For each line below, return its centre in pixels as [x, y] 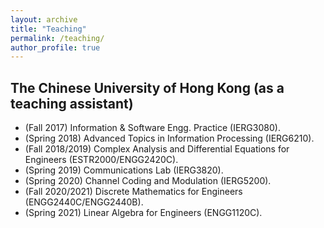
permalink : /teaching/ [57, 38]
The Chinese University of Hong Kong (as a [147, 87]
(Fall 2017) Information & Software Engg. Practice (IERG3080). [152, 128]
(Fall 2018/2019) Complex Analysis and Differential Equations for [157, 149]
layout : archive [44, 19]
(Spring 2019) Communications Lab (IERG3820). [124, 170]
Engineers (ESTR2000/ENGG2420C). [101, 160]
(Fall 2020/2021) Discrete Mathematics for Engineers [133, 192]
